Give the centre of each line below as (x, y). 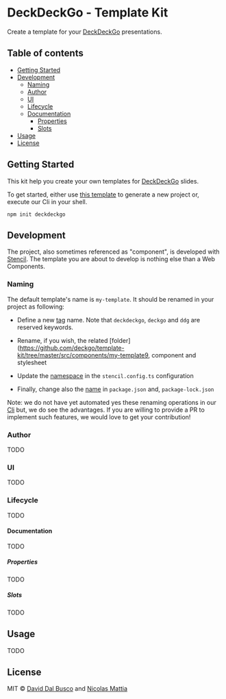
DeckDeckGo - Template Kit (88, 13)
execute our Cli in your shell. (47, 201)
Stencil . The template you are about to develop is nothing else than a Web (111, 259)
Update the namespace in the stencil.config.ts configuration (105, 375)
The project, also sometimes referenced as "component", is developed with (114, 252)
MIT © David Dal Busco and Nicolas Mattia (67, 689)
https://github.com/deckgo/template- (72, 348)
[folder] (120, 340)
